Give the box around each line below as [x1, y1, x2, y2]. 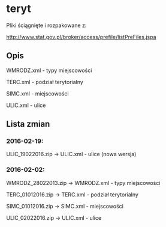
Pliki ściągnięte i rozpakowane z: [6, 22, 87, 29]
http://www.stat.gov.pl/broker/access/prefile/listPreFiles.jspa [6, 33, 157, 40]
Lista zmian [6, 119, 50, 129]
